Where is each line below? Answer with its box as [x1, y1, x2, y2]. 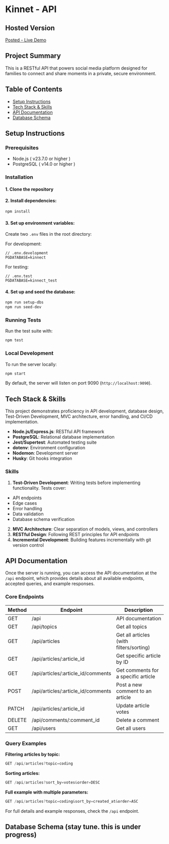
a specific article [116, 673, 155, 680]
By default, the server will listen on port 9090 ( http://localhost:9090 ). [5, 380, 152, 386]
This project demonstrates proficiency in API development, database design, [5, 408, 164, 414]
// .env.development [5, 251, 49, 256]
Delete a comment [116, 716, 159, 723]
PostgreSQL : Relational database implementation [12, 434, 115, 440]
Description [124, 606, 153, 613]
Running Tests [5, 316, 41, 324]
